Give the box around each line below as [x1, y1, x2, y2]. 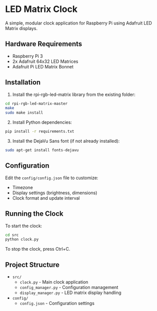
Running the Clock [5, 210, 64, 218]
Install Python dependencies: [12, 119, 72, 125]
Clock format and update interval [12, 195, 80, 201]
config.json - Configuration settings [19, 301, 95, 307]
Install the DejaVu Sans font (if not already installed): [12, 138, 120, 144]
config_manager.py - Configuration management [19, 285, 118, 291]
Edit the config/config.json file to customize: [5, 175, 98, 181]
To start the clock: [5, 223, 42, 229]
